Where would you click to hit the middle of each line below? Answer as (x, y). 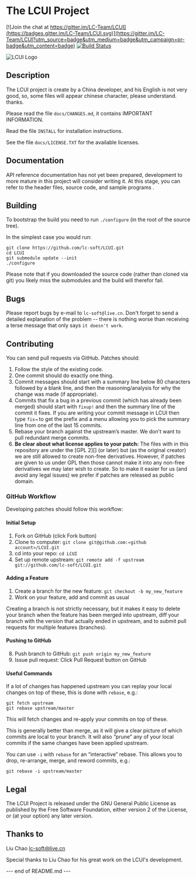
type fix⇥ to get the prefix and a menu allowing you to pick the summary (102, 419)
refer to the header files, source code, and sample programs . (80, 187)
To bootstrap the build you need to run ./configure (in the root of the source (98, 220)
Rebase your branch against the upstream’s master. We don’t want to (98, 431)
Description (28, 75)
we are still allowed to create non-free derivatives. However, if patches (100, 456)
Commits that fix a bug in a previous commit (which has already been (98, 400)
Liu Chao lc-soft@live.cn (36, 848)
